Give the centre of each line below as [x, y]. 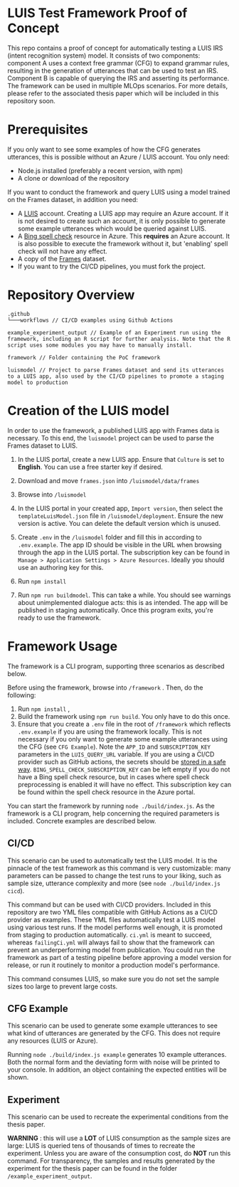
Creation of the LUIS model [88, 411]
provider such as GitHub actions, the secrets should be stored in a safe [122, 761]
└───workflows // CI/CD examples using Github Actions [90, 320]
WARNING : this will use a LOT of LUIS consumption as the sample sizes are [119, 1138]
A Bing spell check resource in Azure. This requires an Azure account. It [123, 236]
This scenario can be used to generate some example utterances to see [113, 1025]
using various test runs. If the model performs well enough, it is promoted [115, 927]
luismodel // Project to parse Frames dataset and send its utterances [116, 370]
